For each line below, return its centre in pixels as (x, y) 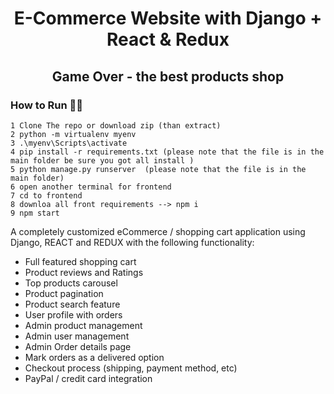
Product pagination (64, 293)
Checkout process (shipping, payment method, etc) (131, 368)
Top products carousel (71, 283)
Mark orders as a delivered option (94, 357)
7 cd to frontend (46, 195)
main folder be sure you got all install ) (102, 160)
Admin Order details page (78, 346)
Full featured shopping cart (80, 261)
